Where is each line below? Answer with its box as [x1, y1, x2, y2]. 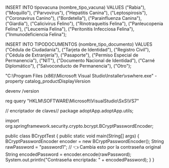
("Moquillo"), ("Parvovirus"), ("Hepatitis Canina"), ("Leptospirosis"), [5, 10, 148, 16]
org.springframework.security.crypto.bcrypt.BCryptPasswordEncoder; [5, 123, 154, 129]
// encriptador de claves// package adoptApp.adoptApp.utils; [5, 108, 134, 114]
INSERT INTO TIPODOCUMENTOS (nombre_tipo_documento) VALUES [5, 41, 153, 47]
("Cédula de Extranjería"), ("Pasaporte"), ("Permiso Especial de [5, 52, 139, 58]
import [5, 118, 19, 124]
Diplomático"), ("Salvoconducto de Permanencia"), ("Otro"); [5, 63, 132, 69]
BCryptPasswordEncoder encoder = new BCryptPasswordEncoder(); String [5, 138, 164, 144]
